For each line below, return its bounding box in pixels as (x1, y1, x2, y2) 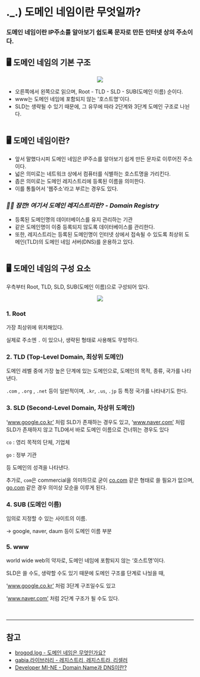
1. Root (6, 309, 26, 318)
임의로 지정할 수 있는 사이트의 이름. (6, 515, 87, 522)
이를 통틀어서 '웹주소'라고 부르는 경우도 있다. (14, 185, 118, 192)
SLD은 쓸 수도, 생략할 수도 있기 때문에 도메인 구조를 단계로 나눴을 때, (6, 569, 165, 577)
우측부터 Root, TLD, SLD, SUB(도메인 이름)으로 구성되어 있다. (6, 283, 150, 290)
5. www (6, 543, 29, 551)
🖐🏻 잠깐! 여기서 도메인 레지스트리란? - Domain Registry (6, 201, 160, 209)
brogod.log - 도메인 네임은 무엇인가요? (14, 649, 106, 656)
